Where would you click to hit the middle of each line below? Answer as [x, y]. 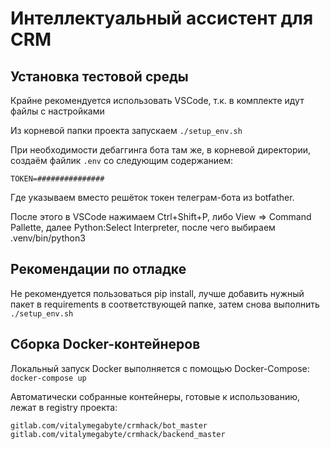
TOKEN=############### [57, 179]
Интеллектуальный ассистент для [162, 18]
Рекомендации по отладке [98, 269]
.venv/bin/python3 [48, 238]
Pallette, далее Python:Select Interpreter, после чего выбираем [143, 227]
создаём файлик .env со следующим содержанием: [122, 160]
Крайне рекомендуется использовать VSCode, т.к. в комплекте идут [157, 100]
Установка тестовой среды [99, 76]
